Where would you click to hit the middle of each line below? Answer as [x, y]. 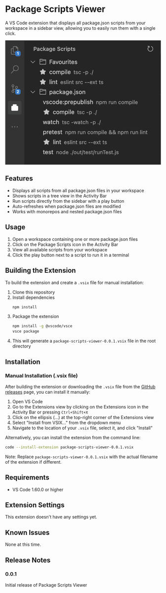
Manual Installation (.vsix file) [41, 376]
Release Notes [28, 560]
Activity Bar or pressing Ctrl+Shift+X [50, 412]
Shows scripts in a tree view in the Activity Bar [60, 196]
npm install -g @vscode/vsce [42, 326]
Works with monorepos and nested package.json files [67, 211]
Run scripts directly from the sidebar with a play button [68, 201]
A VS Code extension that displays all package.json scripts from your [75, 23]
